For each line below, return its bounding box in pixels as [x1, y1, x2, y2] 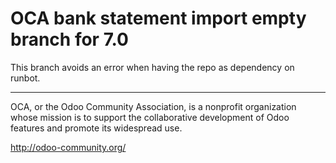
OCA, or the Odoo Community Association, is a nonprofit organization [10, 100, 297, 112]
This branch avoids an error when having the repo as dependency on [10, 61, 295, 73]
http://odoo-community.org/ [10, 141, 127, 153]
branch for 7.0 [10, 28, 129, 51]
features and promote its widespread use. [10, 122, 183, 134]
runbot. [10, 72, 41, 84]
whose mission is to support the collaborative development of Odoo [10, 111, 290, 123]
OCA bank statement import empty [10, 7, 307, 30]
